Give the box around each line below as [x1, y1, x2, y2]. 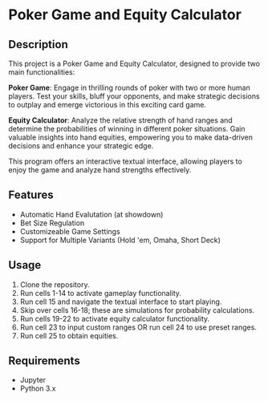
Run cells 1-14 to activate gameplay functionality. [19, 288, 182, 298]
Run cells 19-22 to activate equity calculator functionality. [19, 314, 210, 323]
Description [8, 38, 68, 51]
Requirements [8, 354, 80, 368]
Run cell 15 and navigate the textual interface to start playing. [19, 297, 222, 306]
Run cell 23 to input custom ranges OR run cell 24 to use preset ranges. [19, 322, 257, 332]
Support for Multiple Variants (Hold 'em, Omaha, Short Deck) [19, 235, 221, 245]
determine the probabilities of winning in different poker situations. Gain [8, 124, 246, 133]
